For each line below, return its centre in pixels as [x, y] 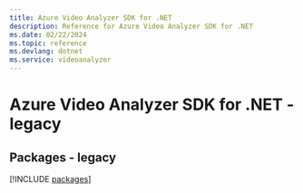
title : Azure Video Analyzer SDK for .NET [91, 18]
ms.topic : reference [49, 43]
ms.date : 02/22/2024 [49, 34]
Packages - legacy [63, 157]
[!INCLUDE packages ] [50, 179]
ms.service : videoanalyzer [60, 60]
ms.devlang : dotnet [46, 52]
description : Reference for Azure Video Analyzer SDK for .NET [132, 26]
